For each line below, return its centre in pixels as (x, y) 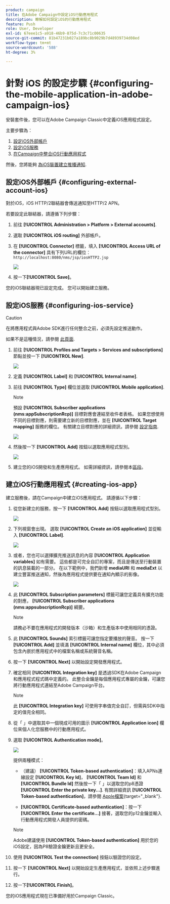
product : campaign (25, 10)
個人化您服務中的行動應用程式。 (55, 729)
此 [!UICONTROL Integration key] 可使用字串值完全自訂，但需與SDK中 (87, 706)
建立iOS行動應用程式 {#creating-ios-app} (72, 484)
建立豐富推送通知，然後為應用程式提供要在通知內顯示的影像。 (77, 574)
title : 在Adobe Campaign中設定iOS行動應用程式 (52, 15)
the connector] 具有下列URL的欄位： (52, 252)
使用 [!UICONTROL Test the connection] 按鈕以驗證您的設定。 (78, 857)
